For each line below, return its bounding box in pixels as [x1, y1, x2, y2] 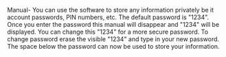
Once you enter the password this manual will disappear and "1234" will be [7, 21, 220, 28]
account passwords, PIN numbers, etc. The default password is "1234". [7, 13, 210, 21]
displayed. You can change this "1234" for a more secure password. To [7, 27, 208, 36]
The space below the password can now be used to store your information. [7, 43, 220, 50]
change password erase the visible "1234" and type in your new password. [7, 35, 220, 43]
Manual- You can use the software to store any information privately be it [7, 6, 214, 14]
